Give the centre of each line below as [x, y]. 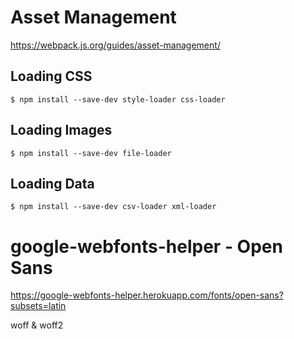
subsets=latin [38, 306]
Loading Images [61, 130]
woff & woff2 [37, 325]
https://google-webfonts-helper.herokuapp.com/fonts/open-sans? [147, 295]
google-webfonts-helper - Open [146, 246]
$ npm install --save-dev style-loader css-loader [118, 99]
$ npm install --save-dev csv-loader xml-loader [113, 207]
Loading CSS [51, 76]
